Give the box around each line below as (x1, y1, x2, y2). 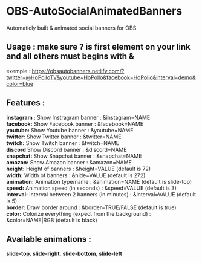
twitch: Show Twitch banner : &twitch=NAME (6, 139, 120, 146)
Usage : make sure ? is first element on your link (6, 42, 191, 52)
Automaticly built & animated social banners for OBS (6, 24, 137, 31)
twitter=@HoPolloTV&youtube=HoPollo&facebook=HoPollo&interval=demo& (6, 74, 196, 81)
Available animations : (6, 234, 92, 244)
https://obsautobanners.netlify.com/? (31, 67, 125, 74)
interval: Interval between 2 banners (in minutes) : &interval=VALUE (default (6, 190, 197, 198)
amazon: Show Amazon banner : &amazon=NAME (6, 158, 132, 166)
